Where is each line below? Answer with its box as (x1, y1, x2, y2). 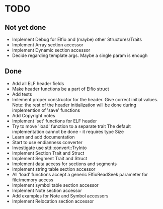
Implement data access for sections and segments (12, 161, 117, 167)
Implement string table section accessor (12, 166, 96, 172)
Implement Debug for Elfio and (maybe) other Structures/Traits (12, 36, 142, 42)
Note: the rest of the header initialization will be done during (12, 102, 137, 108)
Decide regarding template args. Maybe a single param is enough (12, 52, 148, 58)
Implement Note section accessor (12, 187, 83, 193)
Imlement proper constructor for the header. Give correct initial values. (12, 96, 158, 102)
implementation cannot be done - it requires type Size (12, 128, 124, 134)
